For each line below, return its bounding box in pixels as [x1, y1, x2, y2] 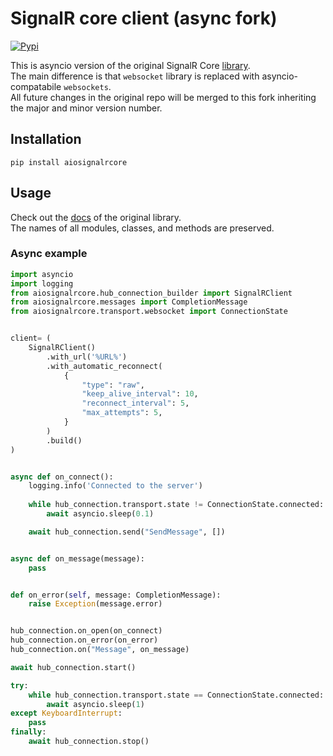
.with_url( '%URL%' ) [46, 352, 128, 362]
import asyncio [10, 269, 74, 279]
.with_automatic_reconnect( [46, 361, 163, 371]
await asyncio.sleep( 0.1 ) [46, 509, 155, 519]
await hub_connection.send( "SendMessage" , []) [28, 527, 226, 537]
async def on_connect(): [10, 472, 114, 482]
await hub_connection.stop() [28, 737, 150, 747]
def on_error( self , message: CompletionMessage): [10, 590, 222, 600]
